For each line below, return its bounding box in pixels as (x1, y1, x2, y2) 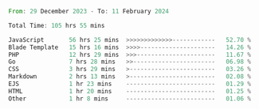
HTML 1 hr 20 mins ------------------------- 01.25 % (8, 87, 251, 95)
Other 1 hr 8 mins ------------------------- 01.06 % (8, 95, 251, 103)
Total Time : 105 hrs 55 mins (8, 21, 105, 29)
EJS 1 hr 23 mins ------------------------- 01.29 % (8, 80, 251, 88)
